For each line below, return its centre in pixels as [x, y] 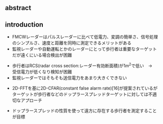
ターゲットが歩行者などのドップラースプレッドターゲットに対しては [80, 94]
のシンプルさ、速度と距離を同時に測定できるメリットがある [72, 43]
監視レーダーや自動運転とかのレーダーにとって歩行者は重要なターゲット [84, 49]
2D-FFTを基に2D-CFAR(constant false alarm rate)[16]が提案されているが [85, 88]
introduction [24, 25]
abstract [18, 8]
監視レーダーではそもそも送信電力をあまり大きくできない [70, 78]
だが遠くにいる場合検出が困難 [42, 55]
